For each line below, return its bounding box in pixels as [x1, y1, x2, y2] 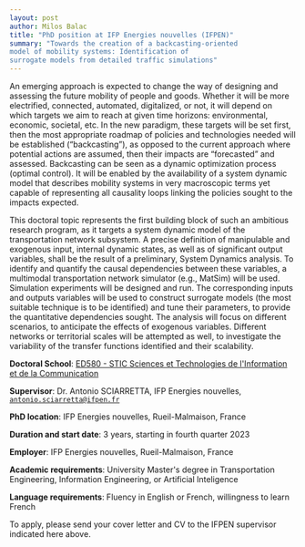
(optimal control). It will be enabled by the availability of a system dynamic [9, 168, 288, 179]
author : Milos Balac [9, 22, 88, 31]
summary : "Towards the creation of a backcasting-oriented [9, 38, 239, 48]
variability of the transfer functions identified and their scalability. [9, 341, 254, 351]
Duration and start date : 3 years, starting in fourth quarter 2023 [9, 429, 250, 439]
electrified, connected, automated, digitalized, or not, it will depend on [9, 100, 273, 110]
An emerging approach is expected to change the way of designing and [9, 81, 279, 91]
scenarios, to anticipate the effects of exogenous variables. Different [9, 321, 267, 332]
